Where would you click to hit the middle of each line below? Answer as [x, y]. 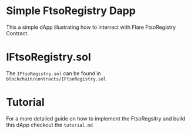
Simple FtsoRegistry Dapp [71, 11]
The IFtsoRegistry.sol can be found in [53, 73]
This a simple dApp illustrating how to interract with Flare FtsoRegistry [91, 27]
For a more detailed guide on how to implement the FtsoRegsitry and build [96, 118]
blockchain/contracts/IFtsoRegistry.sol [56, 79]
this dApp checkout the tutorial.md [49, 125]
